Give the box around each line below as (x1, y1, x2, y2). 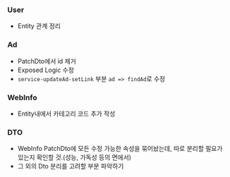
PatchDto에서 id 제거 (17, 56, 76, 65)
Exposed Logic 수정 (17, 66, 74, 74)
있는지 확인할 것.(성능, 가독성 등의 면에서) (17, 153, 132, 161)
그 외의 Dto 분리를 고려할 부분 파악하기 (17, 162, 124, 171)
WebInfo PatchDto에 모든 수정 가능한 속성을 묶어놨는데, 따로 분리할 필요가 (17, 145, 223, 153)
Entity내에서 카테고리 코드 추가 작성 (17, 109, 116, 118)
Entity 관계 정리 (17, 22, 61, 30)
